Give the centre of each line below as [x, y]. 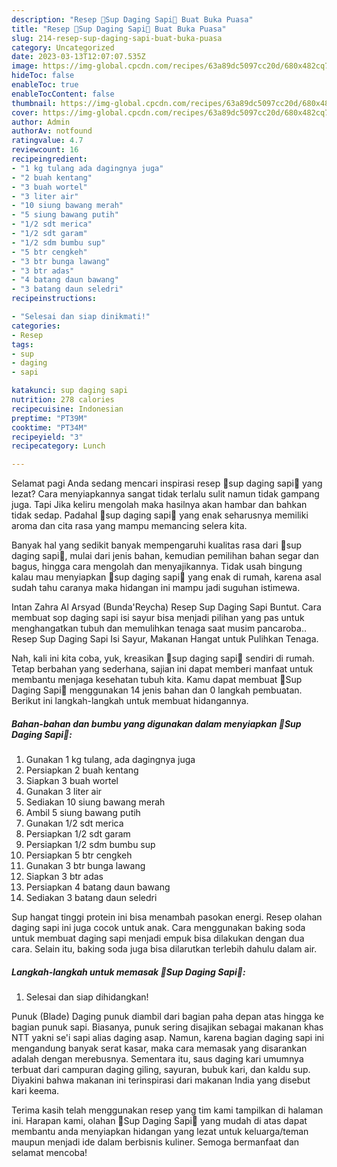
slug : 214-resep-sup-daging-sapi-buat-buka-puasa [117, 38]
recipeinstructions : [54, 299]
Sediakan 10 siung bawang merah [95, 802]
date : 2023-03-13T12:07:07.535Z [78, 57]
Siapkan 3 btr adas [64, 877]
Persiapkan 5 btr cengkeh [79, 855]
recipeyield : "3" [47, 437]
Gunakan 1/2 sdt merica [74, 823]
